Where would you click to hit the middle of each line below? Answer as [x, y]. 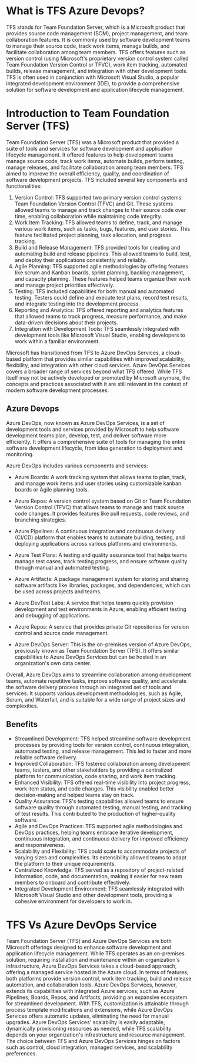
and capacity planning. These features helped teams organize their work [103, 278]
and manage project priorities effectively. [64, 285]
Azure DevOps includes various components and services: [77, 466]
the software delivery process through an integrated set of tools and [89, 687]
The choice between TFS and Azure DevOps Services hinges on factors [93, 1041]
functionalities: [24, 186]
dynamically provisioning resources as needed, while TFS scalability [89, 1029]
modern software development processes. [58, 390]
